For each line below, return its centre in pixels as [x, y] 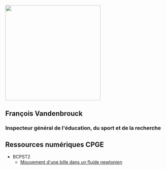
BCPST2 [21, 157]
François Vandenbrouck [44, 114]
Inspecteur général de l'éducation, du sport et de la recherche [83, 128]
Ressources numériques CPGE [55, 144]
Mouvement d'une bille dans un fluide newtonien [71, 162]
